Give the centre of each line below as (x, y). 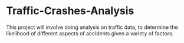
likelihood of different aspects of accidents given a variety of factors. (90, 33)
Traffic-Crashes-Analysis (70, 11)
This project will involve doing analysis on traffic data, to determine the (92, 27)
